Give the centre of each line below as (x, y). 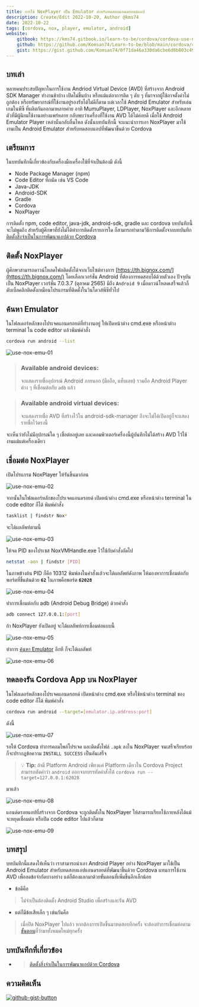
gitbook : (28, 39)
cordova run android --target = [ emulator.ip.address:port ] (79, 712)
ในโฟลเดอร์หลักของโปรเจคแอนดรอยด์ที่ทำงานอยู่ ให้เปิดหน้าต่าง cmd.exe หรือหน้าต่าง (91, 323)
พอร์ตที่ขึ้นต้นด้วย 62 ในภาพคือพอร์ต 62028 (49, 580)
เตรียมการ (20, 147)
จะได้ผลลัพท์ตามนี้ (24, 527)
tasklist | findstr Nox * (37, 516)
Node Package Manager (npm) (52, 174)
